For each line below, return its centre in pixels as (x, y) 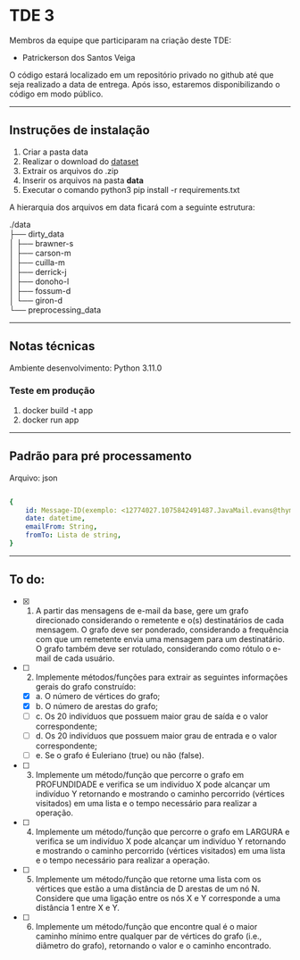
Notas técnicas (52, 346)
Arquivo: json (33, 478)
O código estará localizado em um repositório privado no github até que (142, 75)
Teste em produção (52, 391)
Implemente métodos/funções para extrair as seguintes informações (162, 677)
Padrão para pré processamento (100, 456)
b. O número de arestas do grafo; (97, 705)
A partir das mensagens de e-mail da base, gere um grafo (142, 610)
